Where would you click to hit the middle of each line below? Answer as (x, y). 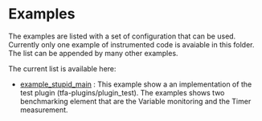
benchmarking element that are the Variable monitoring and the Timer (135, 101)
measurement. (44, 110)
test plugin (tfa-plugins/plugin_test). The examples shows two (122, 92)
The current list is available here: (62, 68)
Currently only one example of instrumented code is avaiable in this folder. (131, 44)
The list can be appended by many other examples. (93, 53)
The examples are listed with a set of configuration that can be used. (122, 36)
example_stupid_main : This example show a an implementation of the (136, 84)
